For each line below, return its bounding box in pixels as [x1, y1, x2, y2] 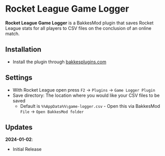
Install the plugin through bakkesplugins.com [12, 59, 106, 65]
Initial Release [12, 146, 42, 152]
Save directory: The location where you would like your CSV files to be [12, 92, 160, 98]
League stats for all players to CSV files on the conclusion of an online [5, 25, 152, 31]
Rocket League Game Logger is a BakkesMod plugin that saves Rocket [5, 20, 154, 26]
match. [5, 30, 20, 36]
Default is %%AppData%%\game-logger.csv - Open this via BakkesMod [20, 103, 160, 109]
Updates [5, 123, 33, 132]
